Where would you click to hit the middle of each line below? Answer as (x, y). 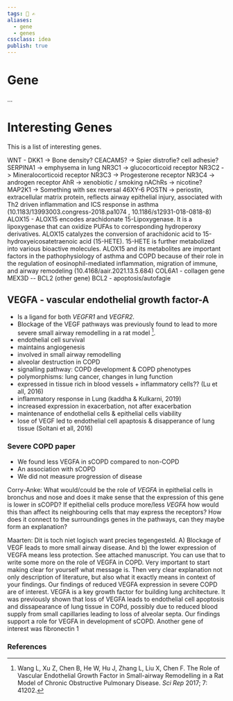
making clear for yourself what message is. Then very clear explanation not (115, 569)
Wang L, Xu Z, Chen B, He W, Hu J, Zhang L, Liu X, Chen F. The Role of (118, 668)
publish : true (28, 46)
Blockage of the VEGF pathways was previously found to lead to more (117, 324)
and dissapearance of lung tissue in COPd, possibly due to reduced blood (113, 606)
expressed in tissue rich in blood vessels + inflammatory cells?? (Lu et (117, 384)
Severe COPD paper (41, 446)
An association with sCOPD (56, 468)
